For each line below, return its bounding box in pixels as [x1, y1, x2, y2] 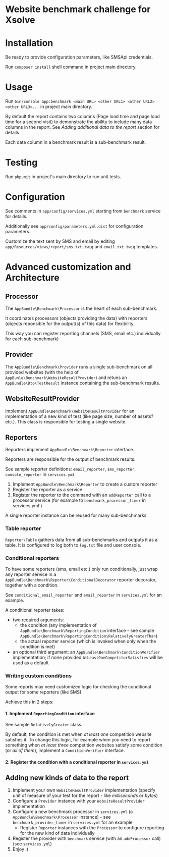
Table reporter [5, 525, 41, 532]
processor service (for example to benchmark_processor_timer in [12, 497, 146, 503]
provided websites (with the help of [5, 369, 79, 375]
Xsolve [5, 14, 35, 26]
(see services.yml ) [12, 840, 52, 846]
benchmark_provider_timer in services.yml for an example [12, 819, 133, 825]
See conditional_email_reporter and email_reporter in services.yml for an [5, 592, 162, 598]
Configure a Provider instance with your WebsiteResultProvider [12, 797, 145, 804]
